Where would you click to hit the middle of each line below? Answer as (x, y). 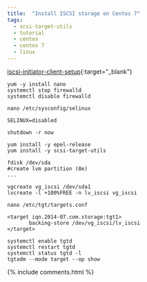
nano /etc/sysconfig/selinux (49, 108)
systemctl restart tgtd (41, 247)
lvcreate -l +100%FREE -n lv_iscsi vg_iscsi (72, 193)
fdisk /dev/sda (29, 163)
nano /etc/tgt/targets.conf (48, 205)
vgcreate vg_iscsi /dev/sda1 (49, 187)
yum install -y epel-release (49, 144)
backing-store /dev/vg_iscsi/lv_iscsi (84, 223)
